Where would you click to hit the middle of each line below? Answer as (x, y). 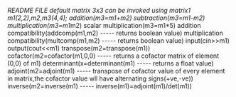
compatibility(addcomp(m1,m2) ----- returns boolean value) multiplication (116, 33)
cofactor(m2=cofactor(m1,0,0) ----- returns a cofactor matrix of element (113, 56)
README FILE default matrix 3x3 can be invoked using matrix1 (99, 10)
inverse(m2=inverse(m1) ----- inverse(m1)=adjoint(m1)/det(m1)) (100, 86)
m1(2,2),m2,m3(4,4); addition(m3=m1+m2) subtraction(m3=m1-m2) (106, 18)
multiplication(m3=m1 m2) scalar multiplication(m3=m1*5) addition (104, 25)
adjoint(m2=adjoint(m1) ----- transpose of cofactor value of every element (116, 71)
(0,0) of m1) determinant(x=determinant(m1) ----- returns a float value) (111, 63)
